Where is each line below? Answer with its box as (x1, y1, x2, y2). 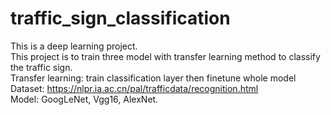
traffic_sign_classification (10, 7, 231, 30)
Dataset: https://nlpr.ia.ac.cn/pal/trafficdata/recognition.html (10, 82, 259, 94)
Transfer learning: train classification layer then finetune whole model (10, 72, 297, 84)
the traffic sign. (10, 61, 73, 73)
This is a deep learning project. (10, 40, 138, 52)
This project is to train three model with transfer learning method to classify (10, 50, 321, 62)
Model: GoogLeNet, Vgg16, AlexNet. (10, 93, 159, 105)
